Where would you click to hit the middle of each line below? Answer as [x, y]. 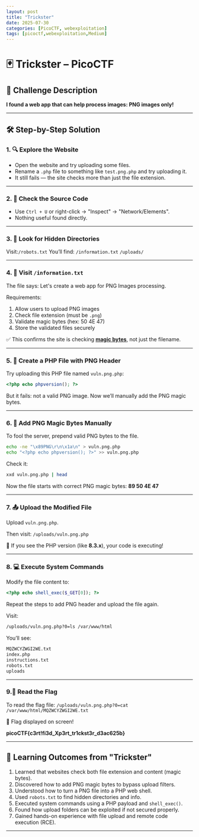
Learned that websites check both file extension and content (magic [98, 772]
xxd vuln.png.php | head [37, 474]
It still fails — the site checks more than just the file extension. [90, 177]
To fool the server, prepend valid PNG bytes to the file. [73, 436]
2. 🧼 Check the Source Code [47, 199]
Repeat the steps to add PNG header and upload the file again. [82, 605]
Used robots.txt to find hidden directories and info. [78, 797]
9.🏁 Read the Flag [32, 692]
